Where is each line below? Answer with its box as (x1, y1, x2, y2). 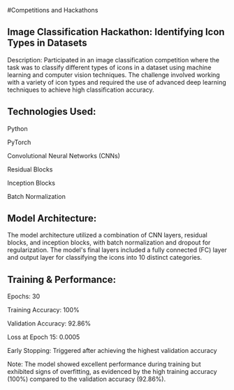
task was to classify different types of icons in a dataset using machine (7, 63, 212, 71)
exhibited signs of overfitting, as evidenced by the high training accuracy (7, 368, 217, 376)
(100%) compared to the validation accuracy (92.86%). (7, 375, 166, 384)
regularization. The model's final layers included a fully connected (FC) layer (7, 246, 227, 254)
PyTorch (7, 138, 31, 146)
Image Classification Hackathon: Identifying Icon (7, 26, 225, 38)
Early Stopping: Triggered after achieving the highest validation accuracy (7, 347, 218, 355)
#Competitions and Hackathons (7, 6, 98, 14)
